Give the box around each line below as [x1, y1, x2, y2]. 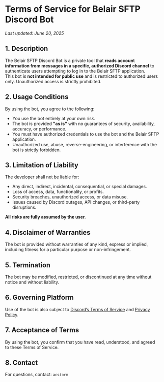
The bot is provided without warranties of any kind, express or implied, [5, 241, 148, 247]
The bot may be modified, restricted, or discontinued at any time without [5, 274, 152, 280]
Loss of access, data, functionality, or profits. [12, 189, 104, 195]
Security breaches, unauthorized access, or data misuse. [12, 194, 128, 200]
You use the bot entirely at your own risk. [12, 115, 96, 121]
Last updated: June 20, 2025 [5, 30, 64, 36]
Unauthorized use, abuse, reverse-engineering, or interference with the [12, 141, 157, 147]
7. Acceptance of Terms [5, 326, 80, 334]
